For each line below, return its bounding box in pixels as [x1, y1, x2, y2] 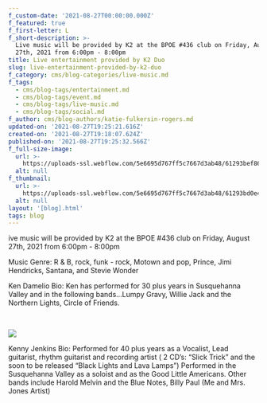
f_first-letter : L [8, 26, 69, 34]
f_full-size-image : [8, 145, 73, 153]
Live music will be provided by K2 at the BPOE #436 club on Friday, [15, 41, 250, 49]
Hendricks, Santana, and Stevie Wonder [8, 266, 139, 276]
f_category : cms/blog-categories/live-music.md [8, 71, 169, 79]
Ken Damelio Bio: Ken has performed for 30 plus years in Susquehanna [8, 281, 241, 291]
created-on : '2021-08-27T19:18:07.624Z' [8, 130, 145, 138]
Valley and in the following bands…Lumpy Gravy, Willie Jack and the [8, 290, 232, 299]
